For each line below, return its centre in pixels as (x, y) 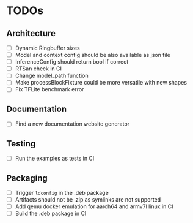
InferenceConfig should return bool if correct (72, 62)
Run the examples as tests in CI (55, 158)
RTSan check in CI (38, 69)
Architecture (31, 33)
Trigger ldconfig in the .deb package (62, 193)
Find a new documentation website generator (72, 124)
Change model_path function (52, 76)
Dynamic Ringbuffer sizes (48, 48)
